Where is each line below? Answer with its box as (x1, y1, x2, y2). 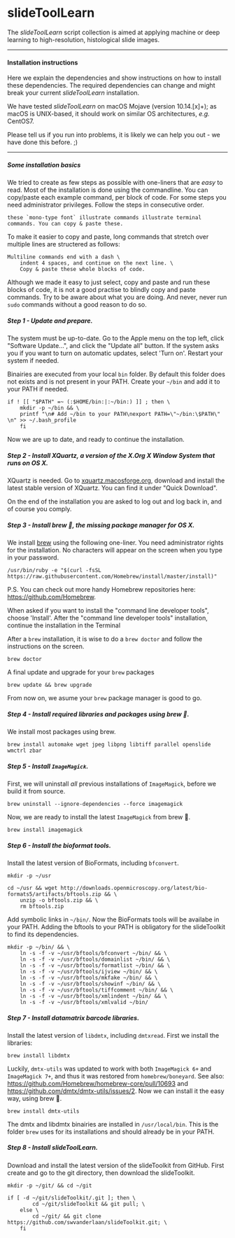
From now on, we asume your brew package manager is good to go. (7, 694, 202, 702)
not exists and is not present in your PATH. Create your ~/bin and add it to (7, 377, 220, 386)
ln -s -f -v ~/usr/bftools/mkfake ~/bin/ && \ (20, 974, 158, 981)
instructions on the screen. (7, 642, 85, 651)
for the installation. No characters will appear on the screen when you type (7, 546, 222, 555)
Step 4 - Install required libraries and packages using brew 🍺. (7, 709, 190, 718)
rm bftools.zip (20, 903, 64, 910)
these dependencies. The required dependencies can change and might (7, 81, 215, 90)
